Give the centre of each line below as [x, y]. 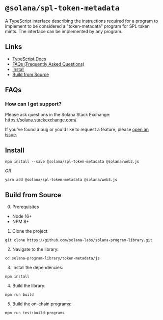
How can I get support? [33, 104]
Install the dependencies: [38, 268]
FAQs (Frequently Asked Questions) [48, 64]
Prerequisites [26, 207]
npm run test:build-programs [35, 313]
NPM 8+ [21, 222]
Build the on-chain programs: [42, 304]
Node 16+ [22, 216]
